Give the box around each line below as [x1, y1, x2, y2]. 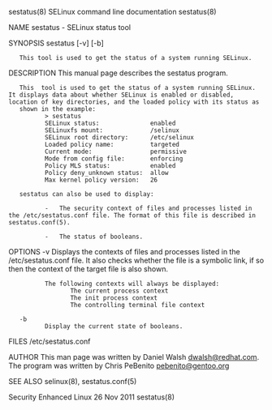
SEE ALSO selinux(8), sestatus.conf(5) [8, 377, 137, 386]
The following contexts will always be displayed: [44, 280, 220, 288]
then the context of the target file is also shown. [8, 264, 169, 274]
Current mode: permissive [44, 147, 187, 156]
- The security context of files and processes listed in [44, 204, 253, 212]
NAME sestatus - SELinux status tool [8, 23, 132, 32]
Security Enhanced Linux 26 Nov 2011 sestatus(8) [8, 392, 175, 402]
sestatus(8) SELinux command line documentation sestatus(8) [8, 7, 217, 16]
